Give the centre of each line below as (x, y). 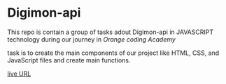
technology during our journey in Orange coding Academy (92, 39)
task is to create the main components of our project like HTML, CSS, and (113, 53)
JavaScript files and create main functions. (69, 60)
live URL (19, 74)
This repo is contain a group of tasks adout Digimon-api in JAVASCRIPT (111, 32)
